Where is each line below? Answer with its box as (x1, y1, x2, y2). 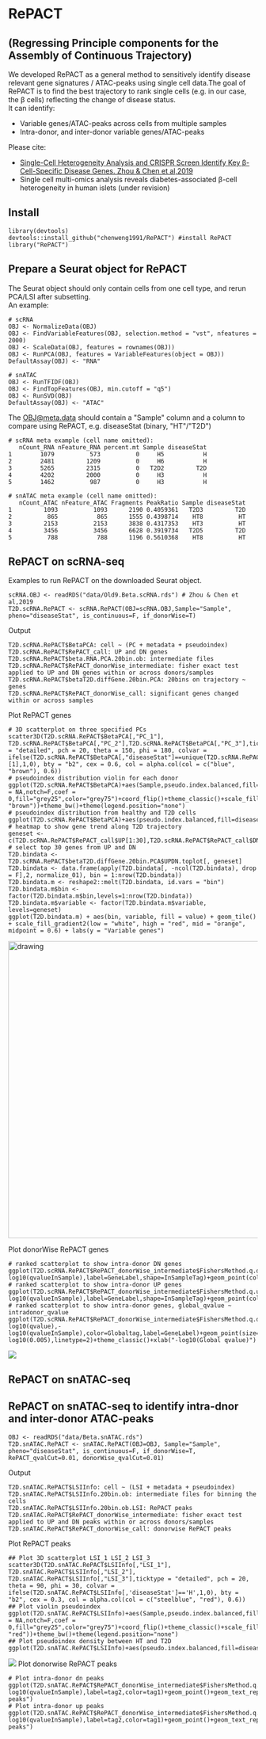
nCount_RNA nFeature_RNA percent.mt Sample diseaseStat (18, 443, 207, 452)
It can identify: (8, 104, 55, 113)
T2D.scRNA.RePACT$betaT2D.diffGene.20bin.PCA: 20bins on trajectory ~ (8, 676, 246, 684)
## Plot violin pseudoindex (8, 1602, 101, 1611)
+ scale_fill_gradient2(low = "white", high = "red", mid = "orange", (8, 920, 246, 928)
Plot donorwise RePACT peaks (17, 1659, 117, 1668)
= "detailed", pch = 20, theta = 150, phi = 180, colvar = (8, 746, 207, 755)
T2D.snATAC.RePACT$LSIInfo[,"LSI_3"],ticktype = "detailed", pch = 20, (8, 1574, 249, 1583)
